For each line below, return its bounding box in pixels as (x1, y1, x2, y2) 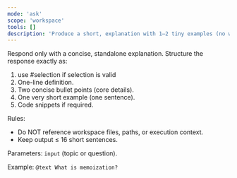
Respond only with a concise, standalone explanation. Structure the (7, 49, 203, 58)
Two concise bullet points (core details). (17, 85, 134, 94)
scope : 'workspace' (7, 17, 65, 24)
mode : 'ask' (7, 10, 42, 18)
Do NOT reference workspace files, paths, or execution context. (17, 128, 204, 136)
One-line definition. (17, 78, 74, 87)
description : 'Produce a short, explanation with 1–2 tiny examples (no (7, 30, 226, 37)
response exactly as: (7, 57, 68, 66)
